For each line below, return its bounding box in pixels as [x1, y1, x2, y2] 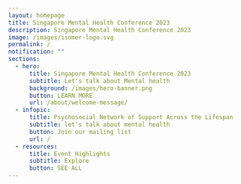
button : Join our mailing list [28, 128, 132, 135]
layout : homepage [8, 11, 65, 20]
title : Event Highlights [28, 150, 111, 157]
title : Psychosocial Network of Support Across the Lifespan [28, 114, 234, 121]
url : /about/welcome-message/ [28, 99, 128, 106]
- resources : [15, 143, 58, 150]
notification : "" [8, 48, 65, 56]
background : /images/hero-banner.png [28, 84, 153, 92]
